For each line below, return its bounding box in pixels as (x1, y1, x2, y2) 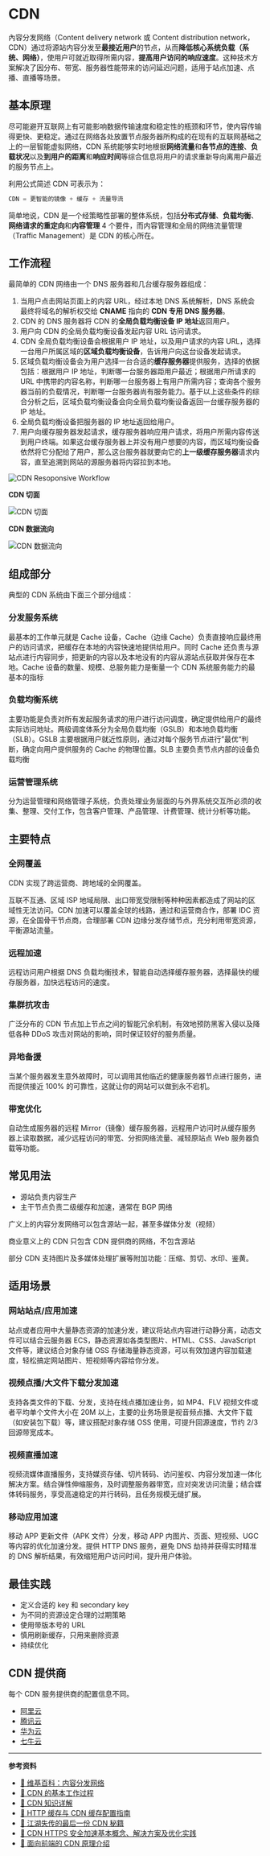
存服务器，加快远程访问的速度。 (8, 977, 114, 987)
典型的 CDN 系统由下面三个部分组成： (8, 590, 134, 600)
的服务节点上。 (8, 162, 58, 171)
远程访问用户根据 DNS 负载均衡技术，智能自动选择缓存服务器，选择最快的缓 (8, 967, 260, 977)
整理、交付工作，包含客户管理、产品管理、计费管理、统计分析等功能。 (22, 806, 255, 816)
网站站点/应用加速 (8, 1305, 78, 1317)
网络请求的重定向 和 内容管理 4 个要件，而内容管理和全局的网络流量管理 (8, 221, 243, 230)
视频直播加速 (8, 1450, 59, 1461)
